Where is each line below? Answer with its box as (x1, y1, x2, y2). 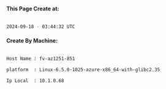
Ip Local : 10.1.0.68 (6, 78, 64, 84)
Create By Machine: (6, 37, 58, 44)
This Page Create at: (6, 5, 59, 12)
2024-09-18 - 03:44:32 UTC (6, 24, 75, 30)
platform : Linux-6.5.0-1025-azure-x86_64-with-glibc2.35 (6, 67, 160, 73)
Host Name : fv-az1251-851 (6, 55, 75, 62)
